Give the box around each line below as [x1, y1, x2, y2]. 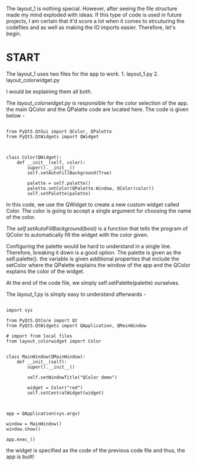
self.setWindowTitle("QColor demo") [27, 374, 117, 380]
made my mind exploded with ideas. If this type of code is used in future [6, 11, 182, 18]
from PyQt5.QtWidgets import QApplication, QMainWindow [6, 322, 146, 328]
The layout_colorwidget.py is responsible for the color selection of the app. [6, 99, 189, 106]
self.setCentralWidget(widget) [27, 390, 104, 396]
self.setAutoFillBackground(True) [27, 170, 112, 176]
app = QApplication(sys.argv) [6, 410, 81, 416]
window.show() [6, 426, 41, 432]
